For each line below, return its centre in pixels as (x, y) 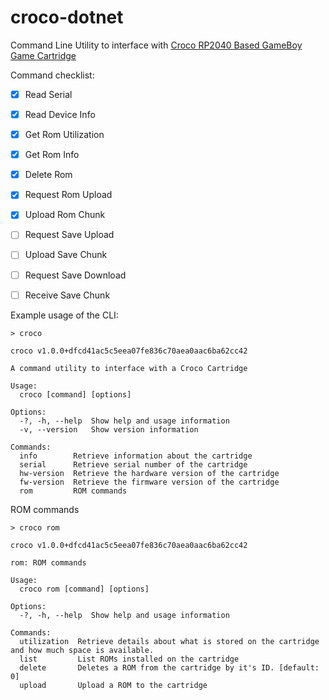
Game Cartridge (43, 55)
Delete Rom (48, 175)
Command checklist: (52, 75)
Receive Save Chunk (67, 295)
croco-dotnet (67, 17)
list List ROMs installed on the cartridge (129, 659)
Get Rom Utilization (64, 135)
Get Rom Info (52, 155)
